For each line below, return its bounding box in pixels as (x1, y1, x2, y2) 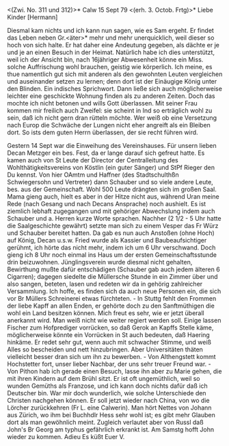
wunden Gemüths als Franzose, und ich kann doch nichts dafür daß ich (7, 382, 208, 390)
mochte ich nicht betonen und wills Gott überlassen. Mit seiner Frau (7, 99, 198, 107)
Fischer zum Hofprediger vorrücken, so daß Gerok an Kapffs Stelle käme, (7, 323, 214, 332)
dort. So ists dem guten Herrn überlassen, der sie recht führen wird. (7, 128, 198, 136)
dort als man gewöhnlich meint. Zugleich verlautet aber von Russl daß (7, 418, 204, 426)
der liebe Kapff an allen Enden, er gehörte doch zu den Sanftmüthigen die (7, 301, 215, 310)
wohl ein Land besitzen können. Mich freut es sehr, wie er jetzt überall (7, 309, 204, 317)
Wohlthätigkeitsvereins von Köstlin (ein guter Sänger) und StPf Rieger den (7, 164, 215, 171)
